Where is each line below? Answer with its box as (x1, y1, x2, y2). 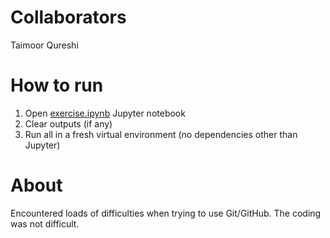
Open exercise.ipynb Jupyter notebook (24, 107, 186, 119)
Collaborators (10, 6, 127, 29)
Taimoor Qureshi (10, 39, 79, 51)
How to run (10, 74, 104, 97)
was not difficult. (10, 217, 80, 230)
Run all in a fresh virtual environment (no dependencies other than (24, 128, 298, 140)
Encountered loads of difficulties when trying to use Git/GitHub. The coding (10, 207, 322, 219)
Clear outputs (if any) (24, 117, 113, 130)
